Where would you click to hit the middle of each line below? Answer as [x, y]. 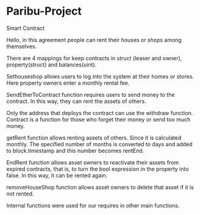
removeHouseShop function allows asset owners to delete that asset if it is [100, 187]
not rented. [20, 194]
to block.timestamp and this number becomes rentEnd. [75, 150]
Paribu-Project [44, 11]
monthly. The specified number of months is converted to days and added [100, 144]
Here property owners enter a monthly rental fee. [68, 83]
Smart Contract [26, 28]
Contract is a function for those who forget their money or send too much [98, 119]
